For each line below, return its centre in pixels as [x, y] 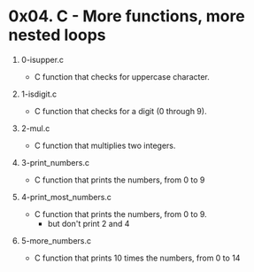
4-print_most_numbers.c [66, 197]
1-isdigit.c [39, 94]
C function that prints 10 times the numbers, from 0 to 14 [137, 258]
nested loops [57, 35]
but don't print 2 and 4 [89, 223]
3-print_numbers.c [55, 162]
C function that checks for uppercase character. [122, 76]
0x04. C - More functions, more [127, 16]
